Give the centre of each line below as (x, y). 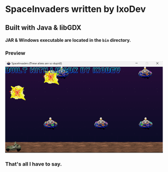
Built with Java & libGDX (43, 28)
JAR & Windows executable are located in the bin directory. (68, 40)
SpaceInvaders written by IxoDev (75, 9)
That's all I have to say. (34, 164)
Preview (15, 53)
